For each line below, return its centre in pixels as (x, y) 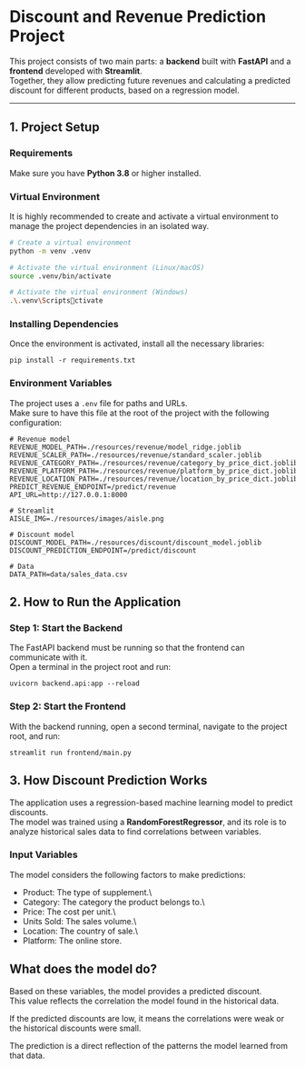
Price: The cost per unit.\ (69, 912)
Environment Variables (61, 384)
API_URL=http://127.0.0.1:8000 (69, 494)
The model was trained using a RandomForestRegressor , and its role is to (148, 822)
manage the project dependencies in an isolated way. (109, 225)
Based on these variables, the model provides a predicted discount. (136, 991)
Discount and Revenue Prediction (138, 17)
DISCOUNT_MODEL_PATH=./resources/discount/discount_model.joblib (135, 543)
